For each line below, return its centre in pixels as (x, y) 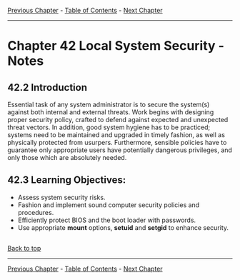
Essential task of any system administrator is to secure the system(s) (109, 104)
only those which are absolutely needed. (67, 157)
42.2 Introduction (47, 87)
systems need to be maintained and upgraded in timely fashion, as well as (116, 135)
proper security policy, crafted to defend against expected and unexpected (118, 120)
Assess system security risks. (61, 197)
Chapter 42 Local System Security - (116, 46)
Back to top (24, 249)
